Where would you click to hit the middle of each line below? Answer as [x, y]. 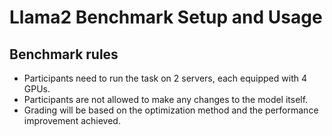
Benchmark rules [64, 54]
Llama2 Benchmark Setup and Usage [166, 17]
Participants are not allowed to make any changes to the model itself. [166, 99]
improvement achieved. [72, 120]
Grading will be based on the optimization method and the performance [171, 110]
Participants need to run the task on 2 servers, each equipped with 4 [165, 78]
